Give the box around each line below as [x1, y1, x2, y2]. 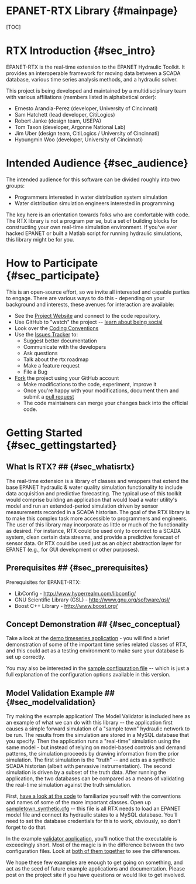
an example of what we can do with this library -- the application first [6, 719, 173, 726]
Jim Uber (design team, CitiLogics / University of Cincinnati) [14, 130, 160, 137]
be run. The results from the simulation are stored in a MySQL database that [6, 732, 189, 739]
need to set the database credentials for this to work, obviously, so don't [6, 818, 181, 825]
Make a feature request [23, 362, 80, 369]
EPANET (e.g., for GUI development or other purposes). [6, 546, 139, 553]
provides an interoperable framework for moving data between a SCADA [6, 69, 181, 77]
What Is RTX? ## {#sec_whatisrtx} [6, 462, 135, 472]
